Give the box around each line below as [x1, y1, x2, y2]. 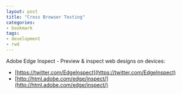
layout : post [6, 8, 38, 15]
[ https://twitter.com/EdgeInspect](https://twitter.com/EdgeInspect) [14, 69, 176, 76]
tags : [6, 31, 19, 36]
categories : [6, 19, 35, 25]
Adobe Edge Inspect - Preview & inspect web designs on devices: [6, 57, 166, 65]
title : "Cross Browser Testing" [6, 14, 85, 20]
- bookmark [6, 25, 33, 31]
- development [6, 36, 41, 42]
